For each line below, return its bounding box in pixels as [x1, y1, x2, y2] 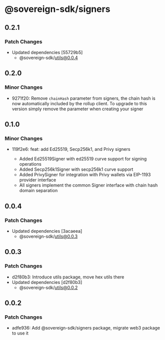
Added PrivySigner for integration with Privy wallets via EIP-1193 [19, 172, 151, 178]
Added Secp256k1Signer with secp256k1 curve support [19, 166, 134, 172]
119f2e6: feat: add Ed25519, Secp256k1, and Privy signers [11, 146, 131, 152]
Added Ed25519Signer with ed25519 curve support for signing [19, 156, 147, 162]
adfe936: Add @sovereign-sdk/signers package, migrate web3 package [11, 325, 160, 331]
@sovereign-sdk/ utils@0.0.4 [19, 55, 78, 61]
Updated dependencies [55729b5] [11, 49, 83, 55]
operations [19, 161, 42, 167]
